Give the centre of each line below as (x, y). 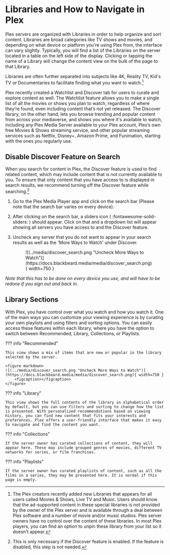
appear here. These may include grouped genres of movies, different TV (83, 447)
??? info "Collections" (28, 434)
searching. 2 (17, 191)
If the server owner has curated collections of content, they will (79, 443)
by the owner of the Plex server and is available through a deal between (88, 510)
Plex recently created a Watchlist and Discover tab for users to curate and (82, 92)
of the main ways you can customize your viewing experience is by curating (84, 317)
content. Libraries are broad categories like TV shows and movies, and (79, 40)
